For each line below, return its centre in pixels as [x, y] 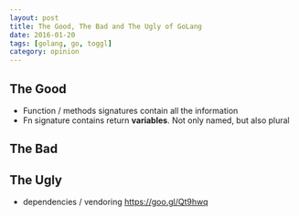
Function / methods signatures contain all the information [130, 110]
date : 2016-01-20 [43, 35]
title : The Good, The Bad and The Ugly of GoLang [106, 26]
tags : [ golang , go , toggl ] [61, 43]
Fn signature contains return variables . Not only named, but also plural [156, 120]
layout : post [34, 18]
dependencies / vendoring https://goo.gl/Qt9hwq [115, 202]
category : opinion [44, 52]
